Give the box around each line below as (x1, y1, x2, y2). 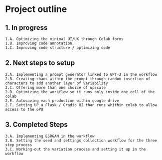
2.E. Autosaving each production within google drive (5, 98, 120, 103)
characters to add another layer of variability (5, 81, 108, 86)
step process (5, 142, 32, 148)
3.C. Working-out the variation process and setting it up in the (5, 147, 146, 152)
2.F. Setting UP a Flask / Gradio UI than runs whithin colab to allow (5, 102, 157, 108)
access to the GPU (5, 107, 43, 112)
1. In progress (5, 23, 48, 32)
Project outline (5, 3, 67, 15)
